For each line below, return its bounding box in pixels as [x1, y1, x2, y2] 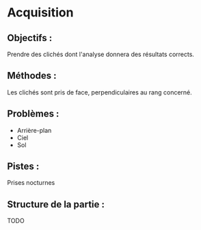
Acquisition [7, 5, 74, 21]
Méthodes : [7, 70, 57, 81]
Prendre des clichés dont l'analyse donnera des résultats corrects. [7, 50, 195, 58]
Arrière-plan [16, 126, 52, 134]
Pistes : [7, 161, 40, 172]
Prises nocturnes [7, 179, 55, 187]
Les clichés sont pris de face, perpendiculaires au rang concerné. [7, 88, 193, 97]
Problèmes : [7, 108, 59, 120]
